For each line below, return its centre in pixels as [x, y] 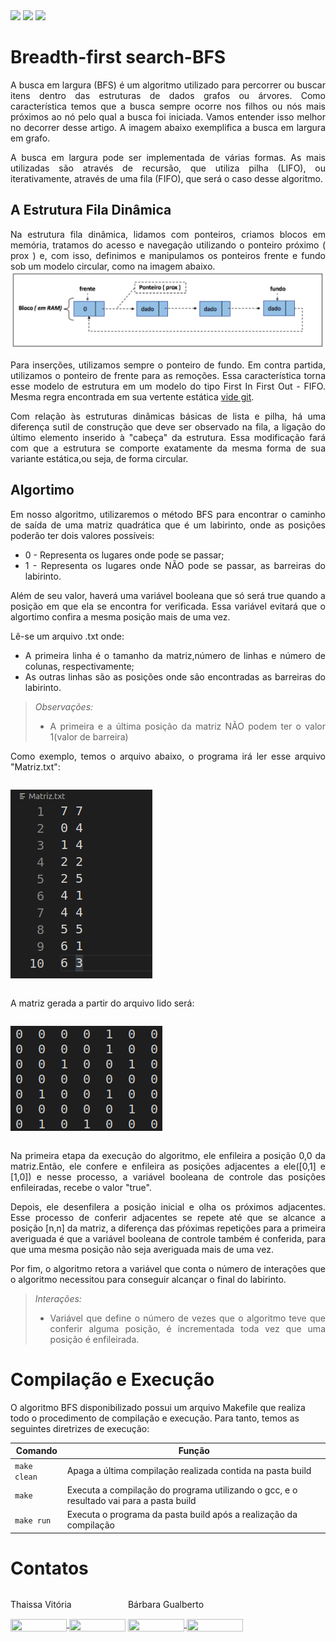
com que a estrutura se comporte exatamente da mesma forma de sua [168, 448]
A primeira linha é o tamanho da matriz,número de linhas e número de [175, 655]
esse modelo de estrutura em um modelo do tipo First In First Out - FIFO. [168, 386]
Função [194, 1451]
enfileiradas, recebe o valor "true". [81, 1187]
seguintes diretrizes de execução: [80, 1428]
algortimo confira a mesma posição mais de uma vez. [120, 616]
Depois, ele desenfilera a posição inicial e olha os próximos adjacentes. [168, 1206]
